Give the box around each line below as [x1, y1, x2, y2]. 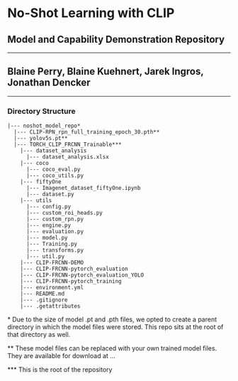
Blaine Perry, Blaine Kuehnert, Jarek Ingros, [7, 65, 204, 77]
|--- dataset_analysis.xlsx [25, 154, 110, 161]
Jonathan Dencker [7, 77, 91, 89]
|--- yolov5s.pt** [13, 135, 69, 142]
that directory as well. [7, 331, 71, 339]
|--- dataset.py [25, 190, 74, 198]
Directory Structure [7, 106, 76, 116]
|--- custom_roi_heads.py [25, 210, 103, 217]
